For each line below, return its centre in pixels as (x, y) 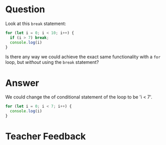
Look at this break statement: (36, 23)
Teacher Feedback (45, 137)
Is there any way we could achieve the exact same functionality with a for (83, 57)
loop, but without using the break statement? (52, 62)
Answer (22, 83)
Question (25, 9)
